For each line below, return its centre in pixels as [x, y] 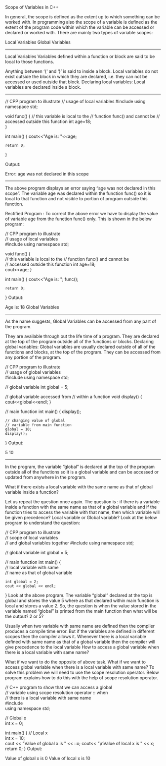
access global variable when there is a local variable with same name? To [80, 667]
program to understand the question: [42, 523]
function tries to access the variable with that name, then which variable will [83, 512]
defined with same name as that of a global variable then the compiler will [80, 642]
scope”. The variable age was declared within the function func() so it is [78, 193]
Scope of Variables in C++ [32, 7]
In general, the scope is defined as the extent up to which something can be [83, 17]
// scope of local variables [32, 538]
